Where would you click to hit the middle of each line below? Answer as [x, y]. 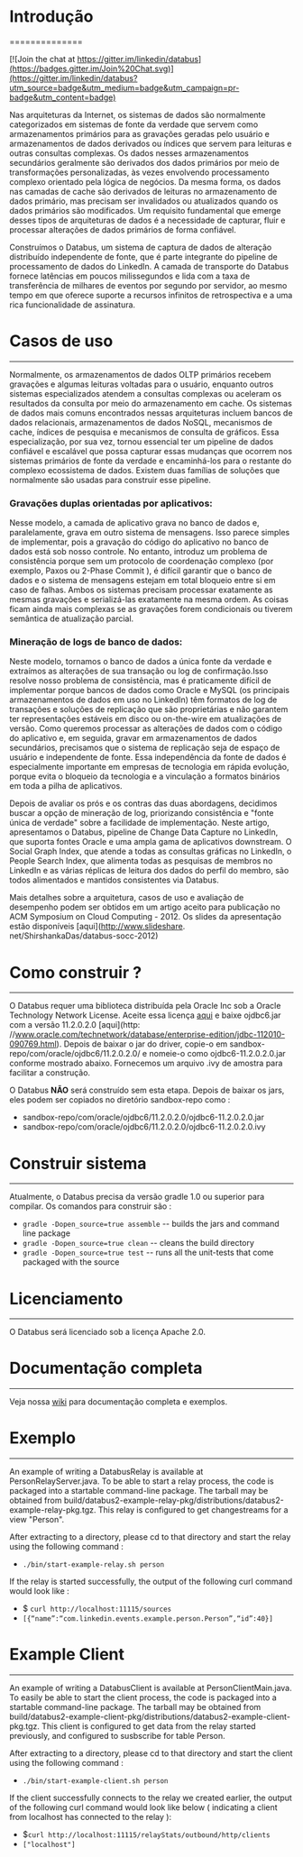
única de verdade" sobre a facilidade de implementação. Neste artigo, [140, 823]
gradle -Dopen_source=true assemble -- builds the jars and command [151, 1224]
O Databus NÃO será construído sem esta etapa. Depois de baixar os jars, [147, 1090]
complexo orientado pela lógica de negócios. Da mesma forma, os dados [145, 181]
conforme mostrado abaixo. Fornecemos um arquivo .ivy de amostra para [146, 1063]
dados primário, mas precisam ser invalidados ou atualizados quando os [144, 201]
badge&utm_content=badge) [63, 97]
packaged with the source [71, 1262]
